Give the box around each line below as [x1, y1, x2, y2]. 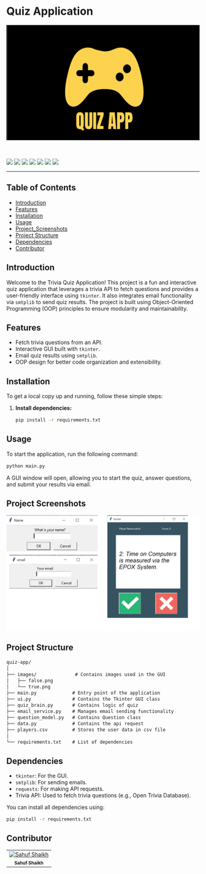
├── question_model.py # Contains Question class [6, 714, 141, 721]
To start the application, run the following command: [6, 450, 139, 458]
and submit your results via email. [6, 480, 91, 488]
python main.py [6, 462, 45, 469]
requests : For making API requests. [15, 785, 104, 793]
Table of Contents [6, 182, 77, 193]
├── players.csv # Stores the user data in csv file [6, 727, 166, 733]
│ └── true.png [6, 684, 51, 690]
